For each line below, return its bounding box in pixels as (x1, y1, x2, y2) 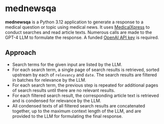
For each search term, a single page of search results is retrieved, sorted (12, 67, 160, 72)
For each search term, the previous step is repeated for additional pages (12, 82, 158, 88)
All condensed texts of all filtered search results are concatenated (12, 103, 145, 108)
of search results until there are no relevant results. (12, 87, 116, 93)
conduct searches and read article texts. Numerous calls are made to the (5, 29, 152, 35)
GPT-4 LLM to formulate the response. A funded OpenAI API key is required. (5, 35, 159, 40)
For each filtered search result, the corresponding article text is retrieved (12, 92, 159, 98)
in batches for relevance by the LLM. (12, 77, 87, 83)
